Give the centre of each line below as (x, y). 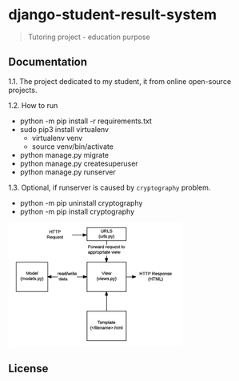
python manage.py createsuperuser (79, 163)
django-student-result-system (113, 15)
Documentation (48, 62)
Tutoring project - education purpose (89, 37)
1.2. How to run (33, 105)
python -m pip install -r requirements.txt (86, 121)
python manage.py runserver (68, 172)
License (28, 369)
